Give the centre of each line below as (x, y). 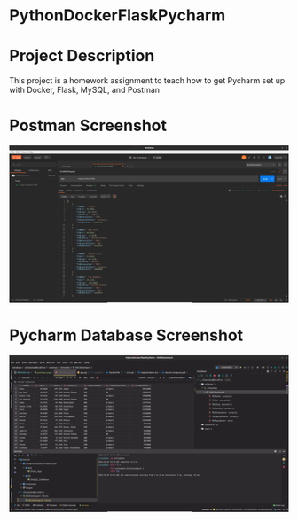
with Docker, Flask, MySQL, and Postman (85, 90)
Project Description (82, 56)
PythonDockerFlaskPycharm (118, 16)
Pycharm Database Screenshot (126, 335)
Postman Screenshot (88, 126)
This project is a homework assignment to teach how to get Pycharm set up (147, 81)
